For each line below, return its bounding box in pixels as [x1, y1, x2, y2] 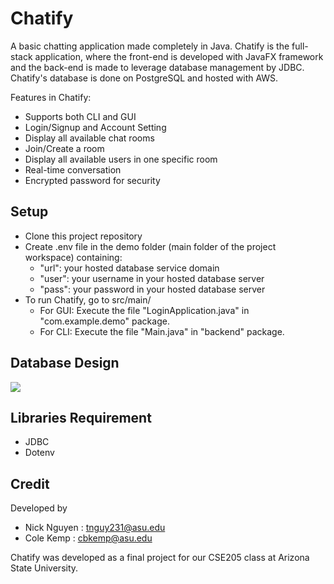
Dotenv [24, 447, 55, 459]
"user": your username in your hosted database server [39, 272, 265, 284]
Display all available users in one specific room [24, 153, 218, 165]
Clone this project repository [24, 230, 143, 242]
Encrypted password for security [24, 174, 161, 186]
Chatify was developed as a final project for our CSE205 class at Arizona [10, 552, 310, 564]
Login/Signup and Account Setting [24, 121, 167, 133]
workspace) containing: [24, 251, 123, 263]
